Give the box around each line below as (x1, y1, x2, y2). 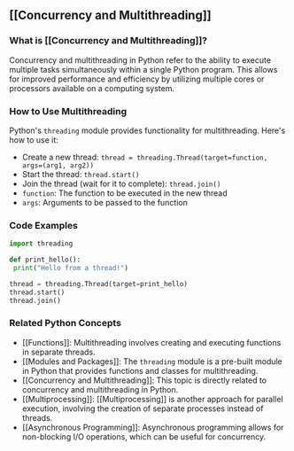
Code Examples (9, 219, 78, 231)
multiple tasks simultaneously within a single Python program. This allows (9, 64, 278, 74)
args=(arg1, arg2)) (21, 160, 95, 170)
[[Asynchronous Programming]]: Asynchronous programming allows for (21, 422, 284, 432)
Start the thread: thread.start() (21, 168, 140, 179)
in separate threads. (21, 346, 96, 357)
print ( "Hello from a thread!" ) (12, 264, 128, 273)
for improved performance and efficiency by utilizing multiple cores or (9, 74, 265, 84)
